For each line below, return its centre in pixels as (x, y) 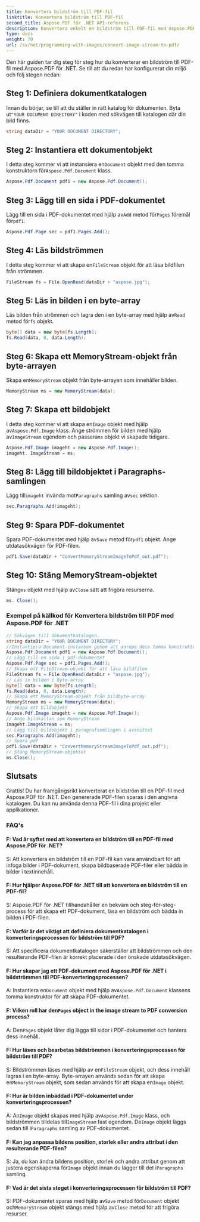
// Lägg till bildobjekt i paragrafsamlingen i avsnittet (79, 730)
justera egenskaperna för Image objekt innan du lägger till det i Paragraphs (95, 1168)
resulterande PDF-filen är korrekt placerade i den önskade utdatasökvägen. (99, 957)
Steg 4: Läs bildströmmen (55, 250)
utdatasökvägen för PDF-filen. (43, 545)
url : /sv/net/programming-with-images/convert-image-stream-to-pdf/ (93, 45)
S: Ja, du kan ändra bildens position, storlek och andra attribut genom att (96, 1162)
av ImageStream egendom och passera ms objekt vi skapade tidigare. (88, 437)
